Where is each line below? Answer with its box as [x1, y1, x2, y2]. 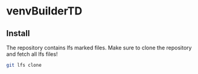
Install [6, 28, 30, 39]
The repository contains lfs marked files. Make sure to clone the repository [6, 44, 192, 51]
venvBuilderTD [6, 4, 83, 18]
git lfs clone [6, 62, 42, 68]
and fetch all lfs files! [6, 51, 58, 58]
